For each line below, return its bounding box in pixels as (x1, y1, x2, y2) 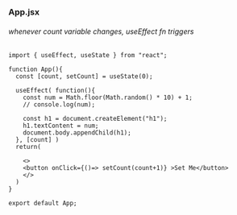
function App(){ (8, 65, 63, 74)
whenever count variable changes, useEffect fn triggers (8, 27, 194, 36)
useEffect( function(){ (15, 87, 95, 95)
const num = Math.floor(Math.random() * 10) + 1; (23, 93, 193, 102)
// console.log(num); (23, 101, 95, 109)
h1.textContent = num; (23, 122, 99, 130)
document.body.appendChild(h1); (23, 129, 131, 137)
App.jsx (8, 6, 40, 18)
